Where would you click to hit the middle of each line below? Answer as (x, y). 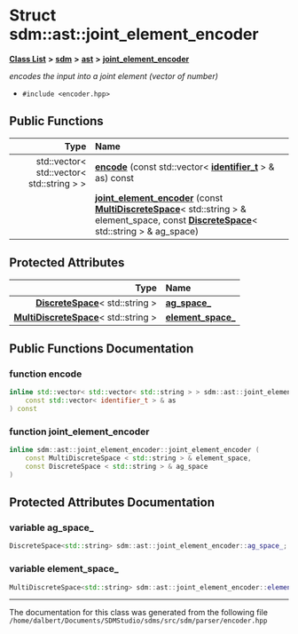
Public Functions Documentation (102, 349)
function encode (46, 374)
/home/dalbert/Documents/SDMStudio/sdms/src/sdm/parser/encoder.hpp (138, 621)
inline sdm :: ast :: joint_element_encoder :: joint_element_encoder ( (134, 450)
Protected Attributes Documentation (112, 503)
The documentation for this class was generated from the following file (139, 613)
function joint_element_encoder (79, 432)
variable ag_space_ (52, 527)
